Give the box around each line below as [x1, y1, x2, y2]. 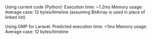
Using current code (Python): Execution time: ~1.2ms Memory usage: [5, 4, 143, 10]
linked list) [5, 14, 26, 20]
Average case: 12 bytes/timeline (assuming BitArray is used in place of [5, 9, 145, 15]
